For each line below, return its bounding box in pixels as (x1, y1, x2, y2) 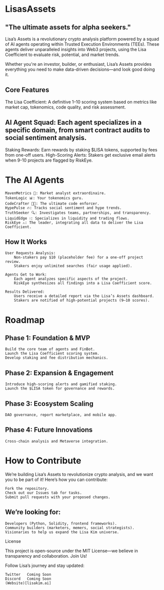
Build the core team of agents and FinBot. (5, 347, 95, 352)
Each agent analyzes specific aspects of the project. (14, 277, 128, 281)
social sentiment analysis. (5, 134, 87, 142)
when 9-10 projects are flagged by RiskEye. (5, 157, 93, 163)
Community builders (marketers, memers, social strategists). (5, 525, 135, 530)
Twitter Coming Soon (5, 572, 51, 577)
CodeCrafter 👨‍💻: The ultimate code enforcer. (5, 201, 99, 206)
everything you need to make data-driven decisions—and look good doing (5, 66, 155, 72)
